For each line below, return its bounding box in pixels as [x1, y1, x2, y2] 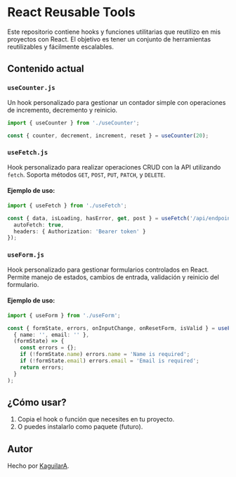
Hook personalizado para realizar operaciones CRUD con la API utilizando [7, 163, 221, 171]
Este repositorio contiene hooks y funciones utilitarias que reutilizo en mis [7, 27, 221, 36]
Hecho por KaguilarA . [7, 462, 70, 470]
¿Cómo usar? [7, 396, 67, 408]
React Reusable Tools [7, 4, 136, 20]
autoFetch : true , [13, 221, 65, 229]
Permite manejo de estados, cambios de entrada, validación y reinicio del [7, 272, 219, 281]
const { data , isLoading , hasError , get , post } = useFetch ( [7, 215, 190, 222]
